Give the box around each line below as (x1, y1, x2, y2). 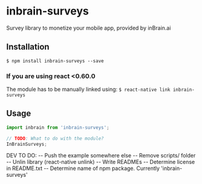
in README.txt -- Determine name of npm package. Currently (6, 165, 160, 172)
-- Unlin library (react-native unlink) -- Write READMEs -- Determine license (6, 159, 195, 166)
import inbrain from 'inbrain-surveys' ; (6, 124, 110, 131)
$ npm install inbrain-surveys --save (6, 57, 104, 64)
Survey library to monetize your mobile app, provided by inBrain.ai (6, 24, 171, 31)
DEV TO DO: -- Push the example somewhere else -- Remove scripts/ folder (6, 152, 196, 159)
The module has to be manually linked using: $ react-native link (6, 86, 171, 93)
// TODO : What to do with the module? (6, 135, 104, 142)
